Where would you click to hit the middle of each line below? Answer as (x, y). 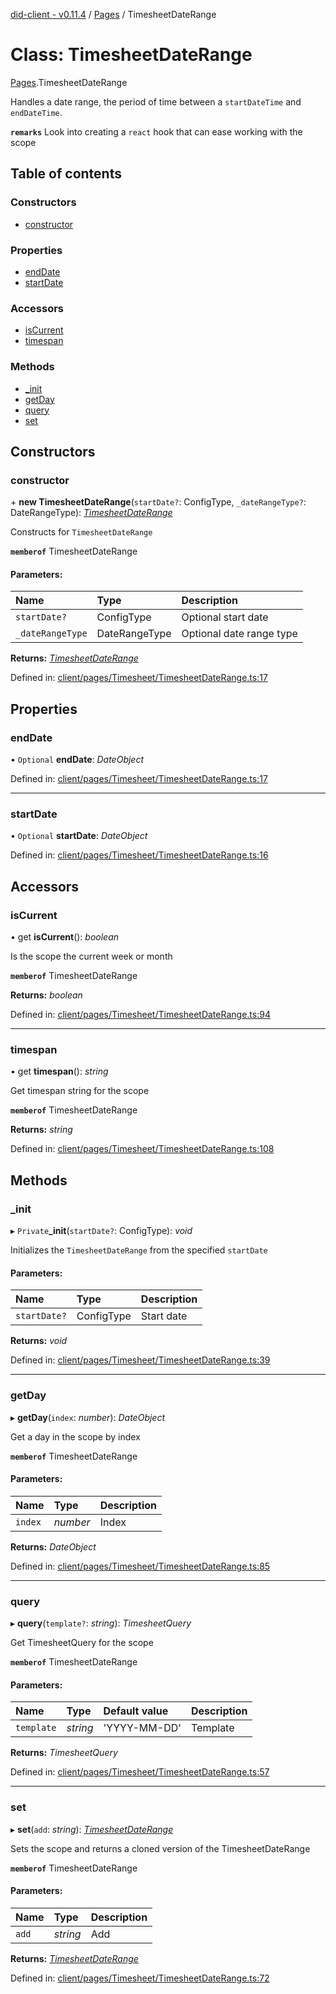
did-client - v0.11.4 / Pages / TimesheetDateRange (113, 14)
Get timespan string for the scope (80, 1091)
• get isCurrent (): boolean (65, 937)
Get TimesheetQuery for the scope (82, 1643)
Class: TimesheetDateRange (131, 55)
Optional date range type (239, 634)
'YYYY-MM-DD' (142, 1728)
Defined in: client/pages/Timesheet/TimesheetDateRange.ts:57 (140, 1772)
